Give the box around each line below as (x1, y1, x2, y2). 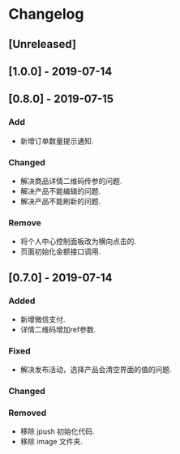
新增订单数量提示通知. (19, 135, 94, 146)
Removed (8, 407, 47, 418)
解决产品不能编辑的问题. (19, 186, 101, 195)
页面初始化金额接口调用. (19, 246, 101, 256)
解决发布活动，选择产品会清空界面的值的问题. (19, 365, 172, 375)
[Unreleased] (8, 37, 77, 51)
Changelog (8, 5, 84, 24)
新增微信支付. (19, 314, 66, 324)
